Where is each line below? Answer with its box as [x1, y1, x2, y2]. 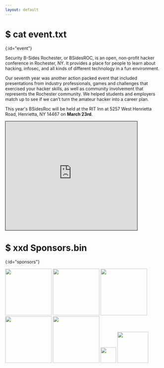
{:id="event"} [5, 45, 32, 51]
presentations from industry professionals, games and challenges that [5, 80, 148, 86]
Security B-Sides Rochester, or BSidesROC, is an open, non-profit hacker [5, 55, 155, 61]
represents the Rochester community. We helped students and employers [5, 91, 156, 97]
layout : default [5, 7, 39, 12]
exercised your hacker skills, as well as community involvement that [5, 86, 144, 92]
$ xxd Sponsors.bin [5, 242, 87, 254]
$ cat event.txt [5, 28, 67, 40]
